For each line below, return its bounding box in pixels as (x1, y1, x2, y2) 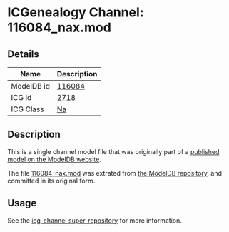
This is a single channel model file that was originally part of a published (7, 147, 220, 156)
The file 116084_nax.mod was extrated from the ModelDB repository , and (7, 168, 223, 177)
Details (7, 48, 39, 60)
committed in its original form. (7, 176, 96, 185)
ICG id (11, 93, 32, 102)
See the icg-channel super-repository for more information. (7, 216, 182, 225)
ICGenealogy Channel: (7, 4, 144, 21)
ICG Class (11, 104, 44, 114)
